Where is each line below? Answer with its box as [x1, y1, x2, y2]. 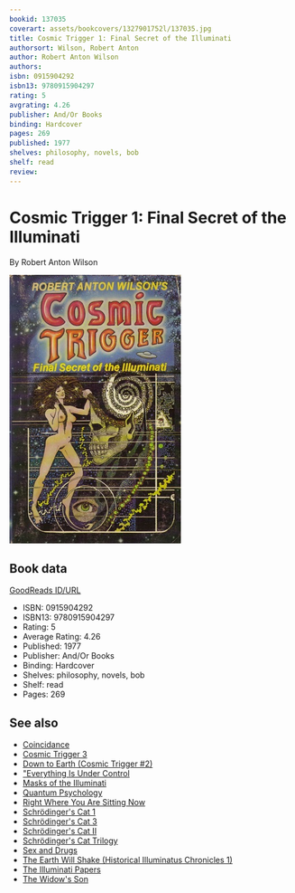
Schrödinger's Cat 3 [22, 816, 97, 827]
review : [9, 167, 39, 176]
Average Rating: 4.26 [22, 632, 101, 642]
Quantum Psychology [22, 787, 103, 798]
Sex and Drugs [22, 845, 78, 856]
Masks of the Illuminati [22, 778, 106, 789]
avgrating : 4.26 [9, 100, 70, 109]
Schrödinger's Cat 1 [22, 806, 97, 818]
